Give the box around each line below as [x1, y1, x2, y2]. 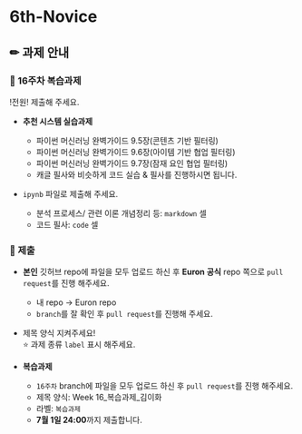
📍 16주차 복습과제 [9, 74, 82, 87]
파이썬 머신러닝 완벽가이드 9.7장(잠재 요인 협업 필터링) [35, 157, 229, 169]
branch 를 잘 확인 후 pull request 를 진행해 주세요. [35, 309, 213, 320]
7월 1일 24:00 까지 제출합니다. [35, 415, 142, 426]
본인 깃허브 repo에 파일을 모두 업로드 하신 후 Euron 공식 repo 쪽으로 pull [22, 266, 284, 278]
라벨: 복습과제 [35, 403, 82, 414]
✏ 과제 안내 [9, 44, 70, 60]
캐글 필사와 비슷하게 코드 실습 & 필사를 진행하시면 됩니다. [35, 169, 238, 180]
